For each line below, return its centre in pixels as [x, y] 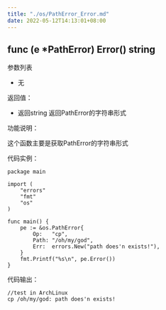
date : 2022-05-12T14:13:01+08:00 [57, 21]
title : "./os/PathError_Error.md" [59, 14]
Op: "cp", [51, 234]
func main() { [28, 222]
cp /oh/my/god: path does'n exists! [61, 299]
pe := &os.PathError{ [52, 228]
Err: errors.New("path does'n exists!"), [96, 247]
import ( [20, 185]
